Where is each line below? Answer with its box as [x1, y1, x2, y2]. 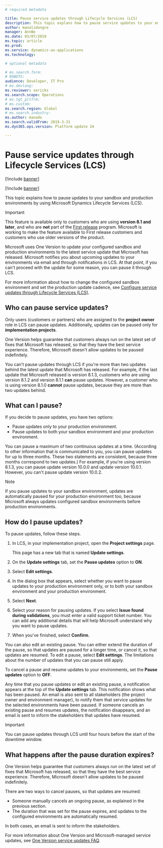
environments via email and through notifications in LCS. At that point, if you [5, 259, 157, 265]
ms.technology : [5, 52, 36, 57]
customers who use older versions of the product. [5, 234, 105, 240]
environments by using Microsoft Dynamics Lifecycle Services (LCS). [5, 200, 143, 206]
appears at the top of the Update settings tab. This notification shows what [5, 687, 156, 693]
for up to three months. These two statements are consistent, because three [5, 454, 158, 460]
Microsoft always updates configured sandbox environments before [5, 499, 141, 504]
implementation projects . [5, 327, 57, 333]
